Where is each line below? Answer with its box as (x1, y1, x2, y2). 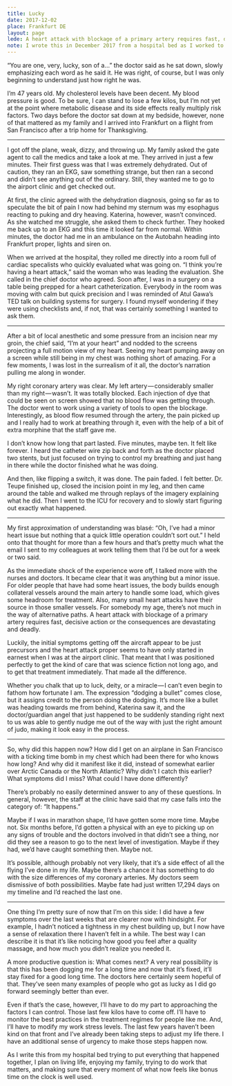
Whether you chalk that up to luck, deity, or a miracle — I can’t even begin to (7, 681, 223, 689)
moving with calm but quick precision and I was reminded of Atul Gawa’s (7, 290, 214, 298)
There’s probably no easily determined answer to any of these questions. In (7, 788, 222, 796)
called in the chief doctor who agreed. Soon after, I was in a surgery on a (7, 275, 214, 283)
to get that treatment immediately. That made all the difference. (7, 668, 187, 676)
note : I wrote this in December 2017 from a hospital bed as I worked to (7, 42, 224, 49)
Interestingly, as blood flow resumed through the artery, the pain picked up (7, 411, 220, 419)
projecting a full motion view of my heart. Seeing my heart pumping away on (7, 347, 225, 354)
